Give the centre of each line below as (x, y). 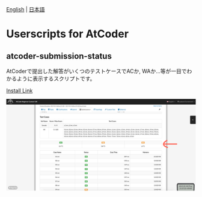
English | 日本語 (26, 9)
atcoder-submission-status (59, 56)
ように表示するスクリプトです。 (56, 78)
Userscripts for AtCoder (68, 34)
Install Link (20, 90)
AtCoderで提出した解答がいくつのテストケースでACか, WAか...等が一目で (97, 71)
